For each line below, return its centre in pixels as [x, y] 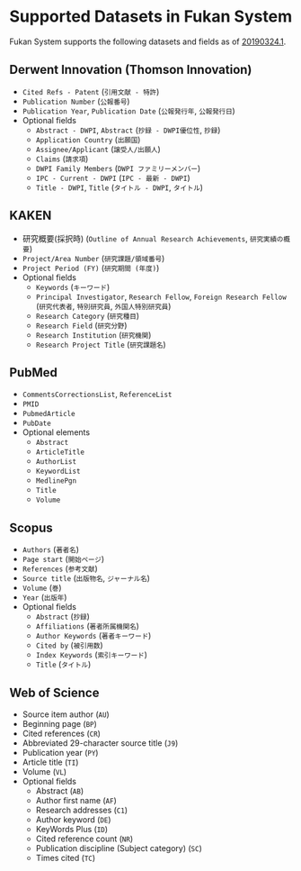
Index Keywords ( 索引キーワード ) [92, 655]
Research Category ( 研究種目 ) [88, 315]
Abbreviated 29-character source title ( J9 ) [100, 743]
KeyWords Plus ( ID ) [72, 829]
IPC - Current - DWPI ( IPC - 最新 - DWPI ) [113, 177]
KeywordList [58, 472]
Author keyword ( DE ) [73, 820]
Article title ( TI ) [50, 762]
